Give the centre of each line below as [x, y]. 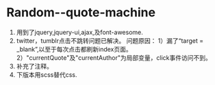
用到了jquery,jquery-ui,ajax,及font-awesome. [79, 32]
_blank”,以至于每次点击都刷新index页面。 [74, 49]
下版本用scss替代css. [47, 74]
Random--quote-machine [81, 13]
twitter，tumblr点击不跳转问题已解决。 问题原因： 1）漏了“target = [110, 40]
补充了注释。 [34, 66]
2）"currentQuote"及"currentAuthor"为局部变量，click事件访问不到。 [114, 57]
